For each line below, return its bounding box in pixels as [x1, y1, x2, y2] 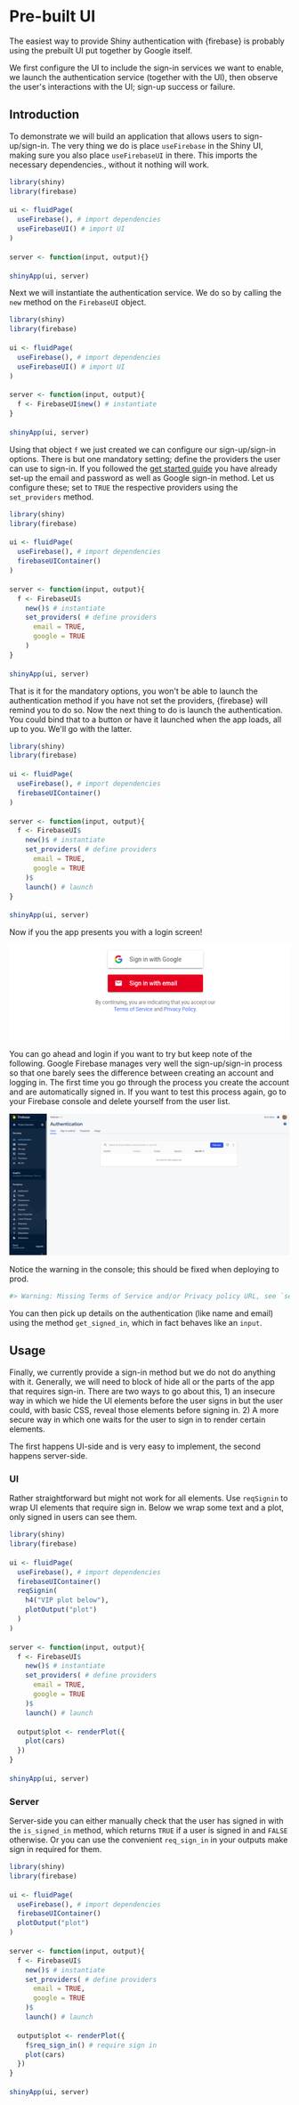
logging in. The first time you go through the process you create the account [9, 1077, 289, 1087]
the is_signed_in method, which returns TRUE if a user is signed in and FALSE [9, 1825, 288, 1836]
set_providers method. [9, 492, 94, 502]
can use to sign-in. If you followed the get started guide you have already [9, 463, 278, 474]
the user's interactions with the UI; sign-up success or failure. [9, 81, 236, 92]
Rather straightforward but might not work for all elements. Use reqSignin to [9, 1493, 288, 1504]
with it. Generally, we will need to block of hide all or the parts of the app [9, 1376, 275, 1386]
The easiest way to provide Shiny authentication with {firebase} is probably [9, 36, 285, 46]
